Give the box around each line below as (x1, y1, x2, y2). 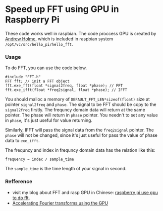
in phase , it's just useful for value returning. (5, 117, 93, 123)
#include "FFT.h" (5, 75, 41, 80)
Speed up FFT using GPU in (5, 3, 119, 15)
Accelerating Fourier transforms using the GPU (12, 200, 108, 206)
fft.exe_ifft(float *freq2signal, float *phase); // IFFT (5, 88, 127, 93)
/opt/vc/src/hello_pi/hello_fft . (5, 41, 73, 47)
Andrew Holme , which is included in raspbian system (5, 36, 113, 42)
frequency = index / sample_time (5, 157, 74, 162)
